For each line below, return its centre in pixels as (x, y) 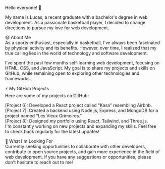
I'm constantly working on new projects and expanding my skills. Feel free (81, 126)
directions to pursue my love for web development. (57, 28)
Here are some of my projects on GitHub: (47, 96)
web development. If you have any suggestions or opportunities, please (78, 157)
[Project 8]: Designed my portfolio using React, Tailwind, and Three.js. (77, 121)
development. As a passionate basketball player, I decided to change (75, 23)
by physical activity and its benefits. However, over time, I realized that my (81, 48)
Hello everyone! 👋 (23, 8)
